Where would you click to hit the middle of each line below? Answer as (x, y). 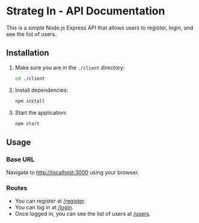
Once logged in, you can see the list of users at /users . (83, 214)
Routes (17, 188)
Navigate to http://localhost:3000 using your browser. (73, 173)
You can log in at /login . (44, 207)
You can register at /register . (50, 201)
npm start (27, 124)
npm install (30, 101)
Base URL (20, 159)
